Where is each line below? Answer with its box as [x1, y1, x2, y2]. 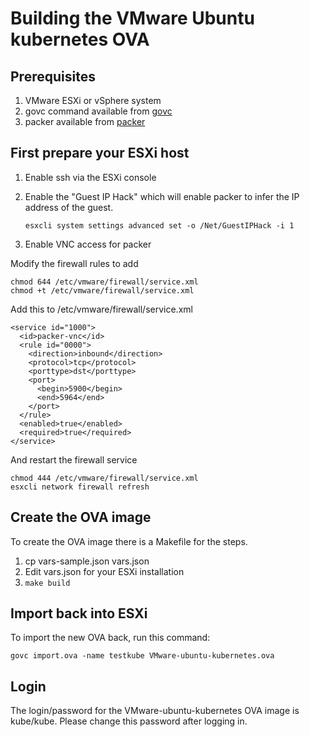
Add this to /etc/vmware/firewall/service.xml [10, 303, 193, 315]
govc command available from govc [24, 105, 173, 117]
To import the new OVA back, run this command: [10, 632, 211, 644]
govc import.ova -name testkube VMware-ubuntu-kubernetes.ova [10, 651, 275, 661]
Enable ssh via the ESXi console [24, 171, 157, 183]
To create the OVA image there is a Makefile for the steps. [10, 535, 248, 547]
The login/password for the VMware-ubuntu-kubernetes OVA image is [10, 705, 300, 717]
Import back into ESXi [10, 605, 148, 622]
